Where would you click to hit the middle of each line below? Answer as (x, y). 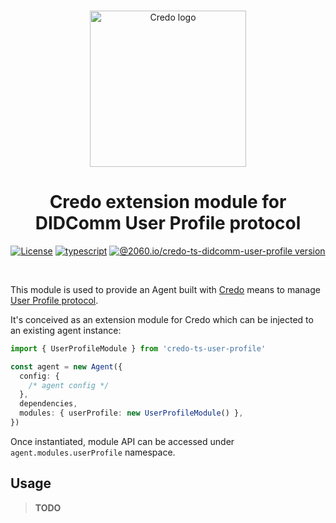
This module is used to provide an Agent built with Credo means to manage (165, 289)
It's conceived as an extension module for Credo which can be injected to (162, 319)
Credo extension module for (168, 202)
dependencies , (48, 404)
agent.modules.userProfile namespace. (93, 452)
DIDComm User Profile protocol (168, 223)
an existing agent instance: (66, 330)
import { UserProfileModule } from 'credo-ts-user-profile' (138, 348)
